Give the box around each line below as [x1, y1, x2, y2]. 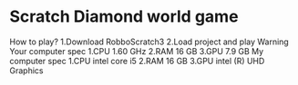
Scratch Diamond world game [9, 6, 239, 27]
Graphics [9, 65, 44, 76]
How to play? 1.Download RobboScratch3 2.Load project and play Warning [9, 36, 289, 47]
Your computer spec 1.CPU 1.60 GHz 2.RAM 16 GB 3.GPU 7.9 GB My [9, 45, 264, 56]
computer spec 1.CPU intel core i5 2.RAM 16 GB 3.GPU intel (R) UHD [9, 55, 265, 66]
